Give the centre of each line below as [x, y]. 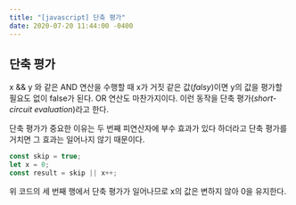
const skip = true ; [45, 157]
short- [265, 98]
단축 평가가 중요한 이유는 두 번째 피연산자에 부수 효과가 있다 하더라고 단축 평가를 [148, 128]
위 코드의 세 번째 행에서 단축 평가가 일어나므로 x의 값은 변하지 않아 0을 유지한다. [148, 191]
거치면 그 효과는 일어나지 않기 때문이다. [77, 140]
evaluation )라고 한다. [72, 110]
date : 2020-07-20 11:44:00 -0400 [71, 26]
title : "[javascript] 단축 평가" [68, 17]
